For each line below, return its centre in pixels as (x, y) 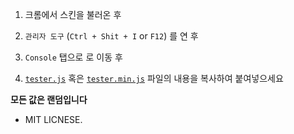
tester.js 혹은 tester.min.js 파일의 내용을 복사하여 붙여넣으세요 (154, 78)
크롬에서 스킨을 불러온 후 (73, 14)
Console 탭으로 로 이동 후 (73, 57)
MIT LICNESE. (53, 119)
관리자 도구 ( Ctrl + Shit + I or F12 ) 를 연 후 (111, 36)
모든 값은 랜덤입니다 (49, 99)
